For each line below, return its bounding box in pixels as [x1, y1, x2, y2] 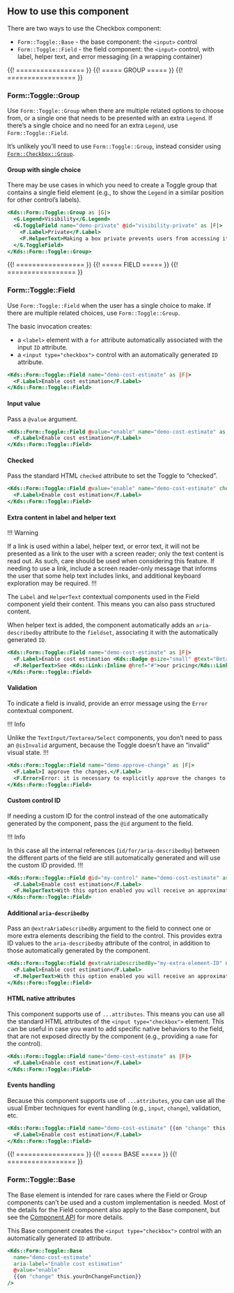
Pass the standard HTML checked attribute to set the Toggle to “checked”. [7, 471, 218, 480]
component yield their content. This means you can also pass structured [7, 600, 215, 609]
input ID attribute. [17, 343, 68, 351]
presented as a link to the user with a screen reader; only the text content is [7, 549, 224, 558]
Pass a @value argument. [7, 414, 78, 423]
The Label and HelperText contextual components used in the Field [7, 593, 200, 601]
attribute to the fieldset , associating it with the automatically [42, 628, 219, 636]
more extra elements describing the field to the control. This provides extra [7, 932, 222, 940]
